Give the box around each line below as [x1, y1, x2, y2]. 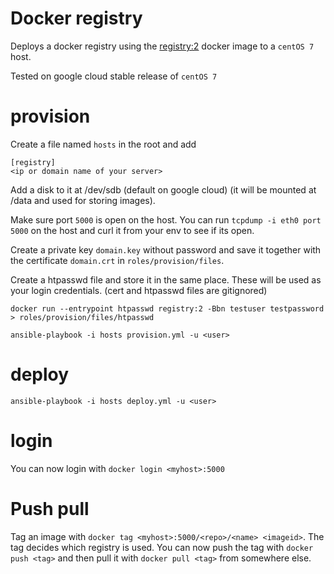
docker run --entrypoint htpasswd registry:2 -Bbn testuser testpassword [10, 303, 325, 314]
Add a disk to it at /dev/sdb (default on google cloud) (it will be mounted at [10, 183, 317, 196]
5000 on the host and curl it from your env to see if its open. [10, 224, 255, 236]
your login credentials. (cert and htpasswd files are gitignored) [10, 284, 268, 296]
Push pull [10, 497, 90, 520]
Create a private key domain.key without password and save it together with [10, 243, 322, 256]
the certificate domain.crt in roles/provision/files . [10, 254, 225, 266]
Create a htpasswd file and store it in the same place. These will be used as [10, 273, 322, 286]
